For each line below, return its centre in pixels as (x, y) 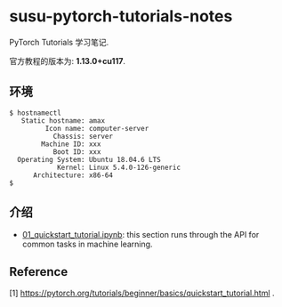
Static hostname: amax (63, 121)
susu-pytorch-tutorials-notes (121, 16)
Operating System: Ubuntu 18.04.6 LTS (89, 159)
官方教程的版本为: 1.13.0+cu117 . (68, 61)
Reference (39, 272)
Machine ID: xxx (71, 144)
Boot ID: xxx (77, 152)
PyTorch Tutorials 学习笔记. (59, 42)
